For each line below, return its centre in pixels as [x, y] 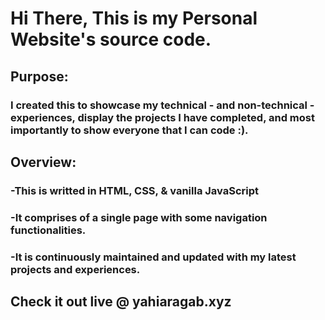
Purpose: [39, 76]
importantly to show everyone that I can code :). [129, 130]
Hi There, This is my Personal [134, 18]
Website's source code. [111, 39]
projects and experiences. [75, 269]
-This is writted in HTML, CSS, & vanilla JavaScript [135, 190]
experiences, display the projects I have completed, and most [162, 117]
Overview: [43, 162]
